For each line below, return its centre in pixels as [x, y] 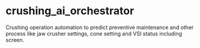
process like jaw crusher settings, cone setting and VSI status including [94, 33]
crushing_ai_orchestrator [70, 11]
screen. [15, 40]
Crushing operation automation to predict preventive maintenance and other [100, 27]
